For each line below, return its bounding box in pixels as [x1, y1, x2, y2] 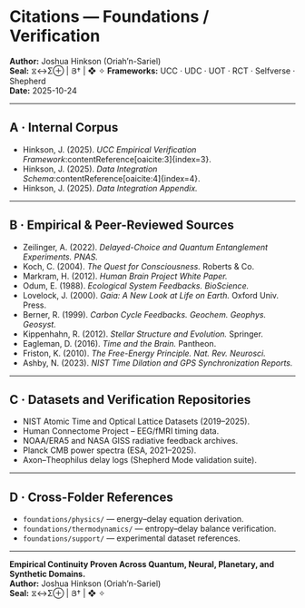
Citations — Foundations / [9, 6, 210, 27]
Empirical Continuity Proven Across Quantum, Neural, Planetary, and [9, 559, 275, 570]
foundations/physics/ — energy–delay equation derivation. [22, 514, 244, 525]
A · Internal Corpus [9, 120, 119, 135]
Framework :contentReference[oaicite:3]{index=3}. [22, 153, 212, 164]
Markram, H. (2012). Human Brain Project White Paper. [22, 270, 229, 281]
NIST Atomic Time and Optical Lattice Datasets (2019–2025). [22, 416, 251, 427]
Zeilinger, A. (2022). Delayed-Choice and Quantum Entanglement [22, 241, 269, 252]
